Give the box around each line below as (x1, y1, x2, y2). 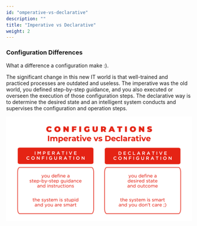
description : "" (6, 15, 46, 22)
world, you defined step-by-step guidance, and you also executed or (6, 86, 173, 93)
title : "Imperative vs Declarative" (6, 22, 96, 28)
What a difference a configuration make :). (6, 62, 109, 69)
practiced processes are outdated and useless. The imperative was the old (6, 80, 188, 87)
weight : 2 (6, 28, 31, 34)
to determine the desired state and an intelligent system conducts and (6, 98, 176, 106)
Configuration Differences (6, 48, 83, 57)
